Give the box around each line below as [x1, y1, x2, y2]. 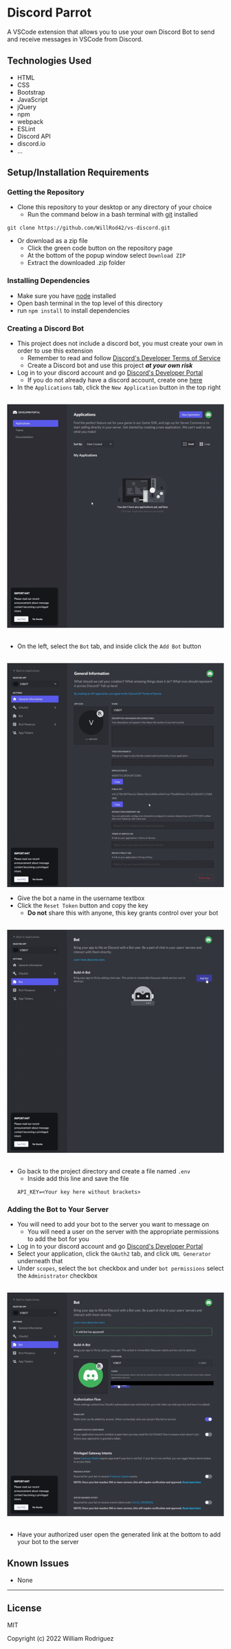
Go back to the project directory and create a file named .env [16, 1167, 190, 1175]
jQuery [16, 102, 36, 111]
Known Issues [7, 1558, 69, 1570]
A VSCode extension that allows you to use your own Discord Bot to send [7, 28, 215, 36]
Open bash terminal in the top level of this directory [16, 299, 163, 307]
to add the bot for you [27, 1235, 89, 1243]
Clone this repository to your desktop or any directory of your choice [16, 203, 212, 211]
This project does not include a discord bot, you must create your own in [16, 340, 223, 348]
